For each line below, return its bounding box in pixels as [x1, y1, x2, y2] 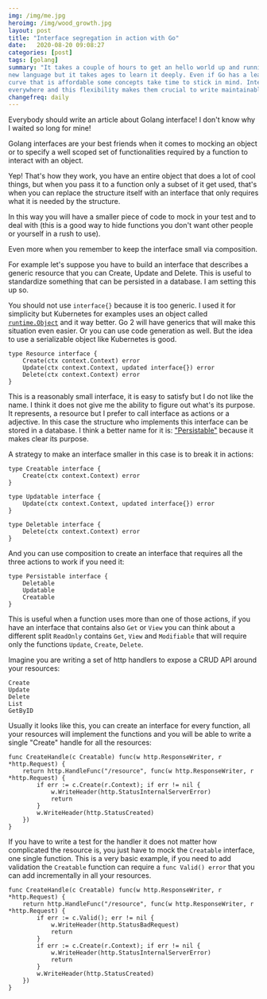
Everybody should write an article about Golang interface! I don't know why [8, 115, 256, 124]
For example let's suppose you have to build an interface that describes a [8, 260, 249, 269]
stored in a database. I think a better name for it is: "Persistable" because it [8, 425, 254, 435]
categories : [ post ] [8, 49, 73, 57]
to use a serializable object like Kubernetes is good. [8, 335, 177, 344]
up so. [8, 285, 29, 295]
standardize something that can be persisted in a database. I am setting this [8, 276, 257, 287]
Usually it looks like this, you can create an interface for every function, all [8, 721, 250, 731]
